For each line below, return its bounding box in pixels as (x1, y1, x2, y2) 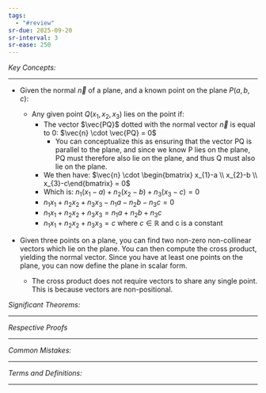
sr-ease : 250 (8, 41, 51, 49)
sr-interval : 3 (8, 33, 59, 42)
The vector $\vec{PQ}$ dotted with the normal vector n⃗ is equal (43, 120, 256, 129)
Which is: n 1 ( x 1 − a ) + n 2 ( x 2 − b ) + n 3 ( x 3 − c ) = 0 (43, 187, 200, 198)
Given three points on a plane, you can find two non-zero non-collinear (19, 235, 252, 246)
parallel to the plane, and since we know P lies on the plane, (55, 144, 251, 155)
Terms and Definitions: (8, 368, 83, 378)
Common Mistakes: (8, 345, 72, 355)
